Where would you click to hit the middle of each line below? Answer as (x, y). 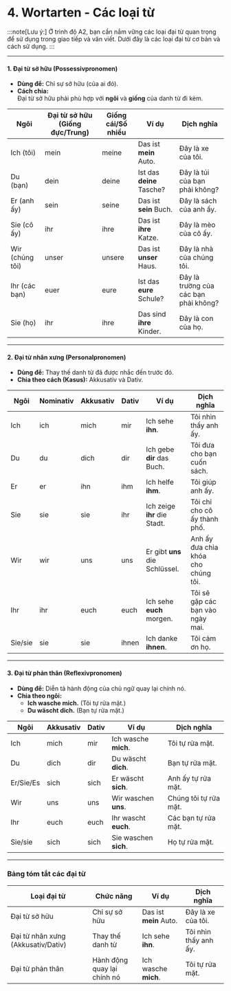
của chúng (196, 258)
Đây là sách (198, 201)
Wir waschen (133, 798)
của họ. (191, 327)
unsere (113, 258)
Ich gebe (160, 449)
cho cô (201, 511)
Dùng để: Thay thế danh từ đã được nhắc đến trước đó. (95, 372)
